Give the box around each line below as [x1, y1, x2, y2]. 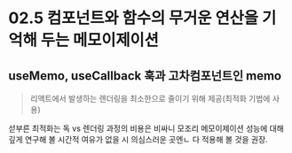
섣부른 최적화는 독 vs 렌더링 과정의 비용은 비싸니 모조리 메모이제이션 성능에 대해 [8, 123, 285, 134]
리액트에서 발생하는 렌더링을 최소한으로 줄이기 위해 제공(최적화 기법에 [29, 94, 271, 103]
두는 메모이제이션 [40, 30, 159, 50]
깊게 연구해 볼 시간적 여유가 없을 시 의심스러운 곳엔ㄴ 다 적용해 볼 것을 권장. [8, 134, 268, 144]
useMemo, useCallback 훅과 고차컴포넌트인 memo [8, 68, 281, 83]
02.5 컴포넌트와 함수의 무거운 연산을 [8, 8, 259, 28]
